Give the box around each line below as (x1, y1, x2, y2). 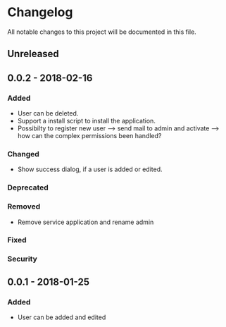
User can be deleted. (17, 109, 79, 118)
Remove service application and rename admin (17, 218, 154, 226)
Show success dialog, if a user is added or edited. (17, 165, 163, 173)
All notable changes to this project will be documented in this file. (7, 27, 197, 36)
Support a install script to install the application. (17, 117, 156, 125)
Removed (7, 202, 41, 211)
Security (7, 254, 37, 264)
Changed (7, 149, 40, 159)
